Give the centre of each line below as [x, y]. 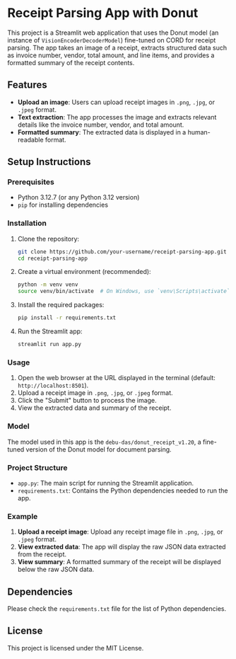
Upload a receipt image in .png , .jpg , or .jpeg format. [95, 393]
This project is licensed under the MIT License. [76, 648]
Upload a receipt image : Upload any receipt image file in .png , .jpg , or [120, 532]
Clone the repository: [48, 239]
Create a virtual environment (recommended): [84, 272]
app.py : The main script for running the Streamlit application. [106, 483]
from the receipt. [42, 554]
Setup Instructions [49, 162]
